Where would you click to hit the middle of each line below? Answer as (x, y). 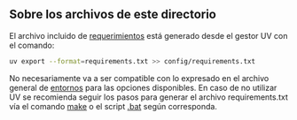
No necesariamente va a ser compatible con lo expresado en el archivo (139, 78)
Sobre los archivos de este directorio (113, 15)
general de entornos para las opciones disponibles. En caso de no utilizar (143, 87)
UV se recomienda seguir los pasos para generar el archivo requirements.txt (148, 97)
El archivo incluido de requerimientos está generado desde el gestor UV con (148, 35)
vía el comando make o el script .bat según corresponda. (113, 106)
